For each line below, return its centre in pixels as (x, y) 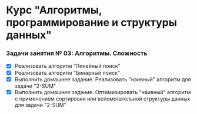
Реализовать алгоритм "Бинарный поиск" (67, 72)
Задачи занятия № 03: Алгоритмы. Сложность (77, 53)
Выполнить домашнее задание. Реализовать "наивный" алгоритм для (103, 79)
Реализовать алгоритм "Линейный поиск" (67, 66)
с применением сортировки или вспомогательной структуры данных (102, 99)
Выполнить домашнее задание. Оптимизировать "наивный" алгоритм (103, 92)
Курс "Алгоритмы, (54, 10)
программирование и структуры (92, 23)
